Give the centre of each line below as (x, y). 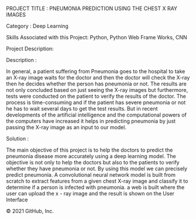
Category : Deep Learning (37, 26)
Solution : (18, 139)
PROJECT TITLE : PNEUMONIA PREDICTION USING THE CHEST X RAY (92, 8)
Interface (17, 200)
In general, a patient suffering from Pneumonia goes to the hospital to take (96, 71)
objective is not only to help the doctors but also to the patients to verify (93, 162)
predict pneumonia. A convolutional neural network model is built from (91, 175)
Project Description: (30, 49)
